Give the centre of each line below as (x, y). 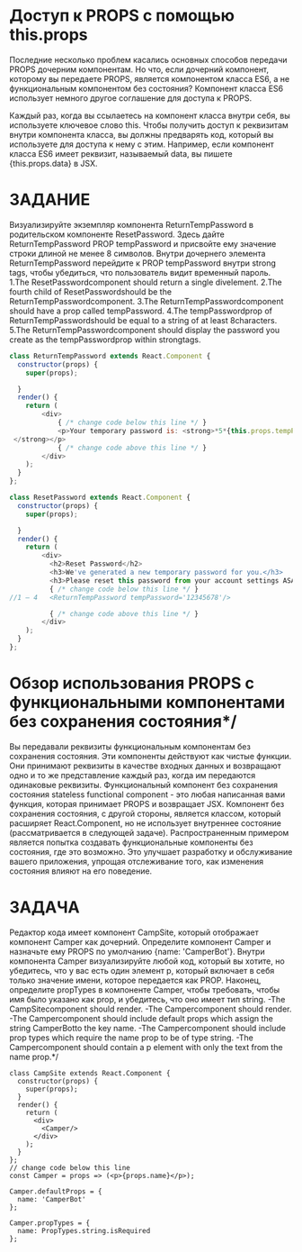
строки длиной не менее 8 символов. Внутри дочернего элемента (138, 253)
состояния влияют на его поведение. (81, 871)
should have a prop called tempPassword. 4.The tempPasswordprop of (141, 311)
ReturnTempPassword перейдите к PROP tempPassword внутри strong (142, 263)
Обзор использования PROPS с (132, 683)
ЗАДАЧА (44, 907)
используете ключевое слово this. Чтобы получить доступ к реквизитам (149, 125)
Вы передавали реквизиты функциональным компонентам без (130, 746)
